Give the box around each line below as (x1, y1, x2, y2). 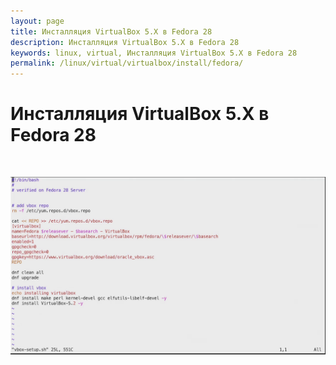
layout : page (10, 16, 65, 26)
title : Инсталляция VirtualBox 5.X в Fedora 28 (10, 26, 213, 37)
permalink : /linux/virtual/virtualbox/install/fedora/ (10, 58, 244, 69)
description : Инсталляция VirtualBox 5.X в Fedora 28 (10, 37, 240, 47)
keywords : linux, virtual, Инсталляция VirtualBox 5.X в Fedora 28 (10, 48, 298, 58)
